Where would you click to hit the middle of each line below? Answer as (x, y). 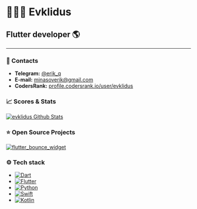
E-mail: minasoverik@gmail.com (54, 80)
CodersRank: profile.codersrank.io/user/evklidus (74, 86)
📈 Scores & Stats (31, 102)
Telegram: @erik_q (38, 73)
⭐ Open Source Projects (41, 132)
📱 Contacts (22, 60)
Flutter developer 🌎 (43, 34)
